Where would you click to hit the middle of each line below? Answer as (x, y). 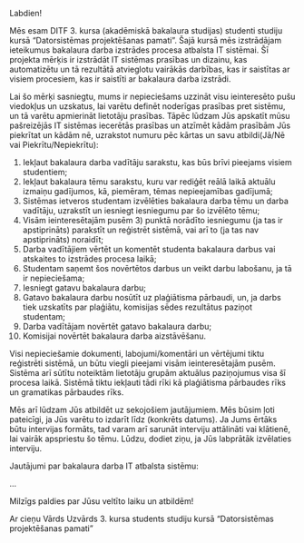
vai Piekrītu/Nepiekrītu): (54, 145)
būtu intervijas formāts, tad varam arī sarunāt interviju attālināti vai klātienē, (150, 429)
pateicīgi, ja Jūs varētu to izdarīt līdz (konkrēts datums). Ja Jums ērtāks (143, 420)
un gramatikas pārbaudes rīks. (67, 392)
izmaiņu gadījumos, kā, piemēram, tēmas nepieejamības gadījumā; (148, 191)
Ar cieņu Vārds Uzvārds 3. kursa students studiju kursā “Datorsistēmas (142, 518)
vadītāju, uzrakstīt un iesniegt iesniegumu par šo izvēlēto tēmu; (141, 211)
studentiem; (45, 172)
